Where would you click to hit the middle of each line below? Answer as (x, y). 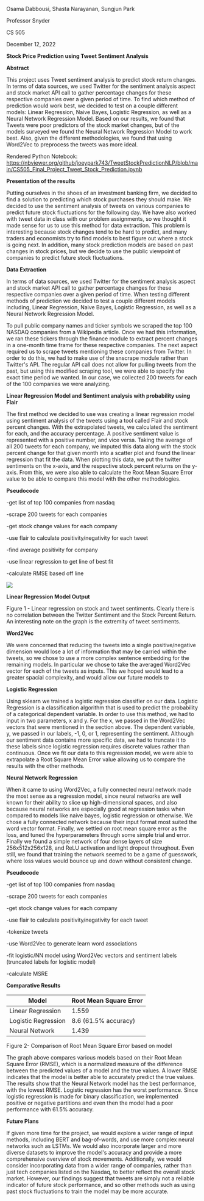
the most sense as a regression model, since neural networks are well (94, 796)
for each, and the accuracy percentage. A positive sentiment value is (93, 433)
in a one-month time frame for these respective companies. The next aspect (102, 345)
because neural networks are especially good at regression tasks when (96, 809)
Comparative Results (33, 985)
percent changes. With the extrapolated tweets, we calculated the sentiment (102, 427)
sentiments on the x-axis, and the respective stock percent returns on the (98, 466)
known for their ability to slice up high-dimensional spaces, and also (92, 802)
